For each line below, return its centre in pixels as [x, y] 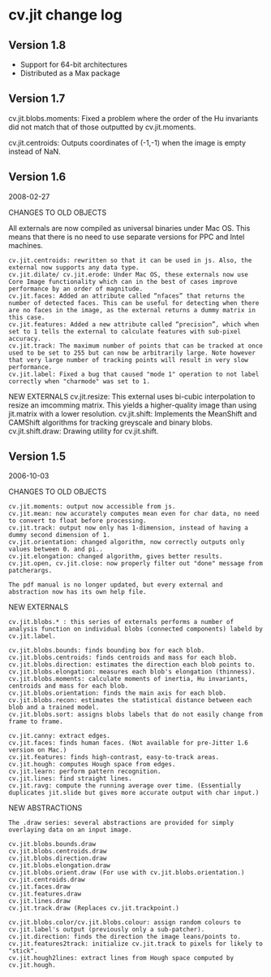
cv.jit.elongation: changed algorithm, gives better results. [116, 556]
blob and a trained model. [54, 708]
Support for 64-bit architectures [74, 64]
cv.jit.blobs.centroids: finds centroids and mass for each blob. [123, 658]
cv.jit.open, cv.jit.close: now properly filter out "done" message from [136, 564]
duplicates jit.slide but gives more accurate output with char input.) [134, 793]
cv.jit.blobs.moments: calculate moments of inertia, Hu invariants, [129, 679]
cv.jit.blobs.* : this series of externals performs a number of [121, 622]
